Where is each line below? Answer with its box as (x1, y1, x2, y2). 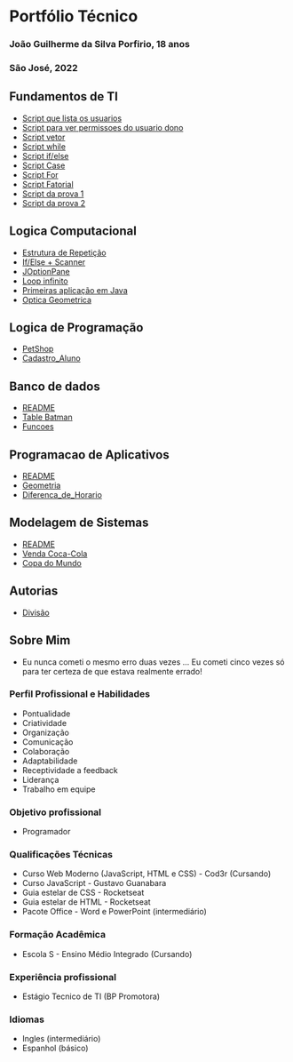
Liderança (21, 774, 59, 785)
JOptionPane (21, 266, 70, 276)
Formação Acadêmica (9, 929, 107, 941)
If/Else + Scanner (21, 256, 86, 267)
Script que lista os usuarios (21, 113, 123, 124)
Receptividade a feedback (21, 764, 118, 775)
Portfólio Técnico (9, 6, 139, 27)
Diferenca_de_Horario (21, 490, 102, 500)
